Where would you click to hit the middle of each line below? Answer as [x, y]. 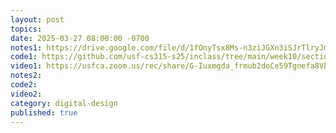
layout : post [37, 19]
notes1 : [26, 47]
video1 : [26, 66]
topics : [26, 29]
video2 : [26, 94]
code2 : [24, 85]
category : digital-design [64, 103]
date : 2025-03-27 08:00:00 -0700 [80, 38]
